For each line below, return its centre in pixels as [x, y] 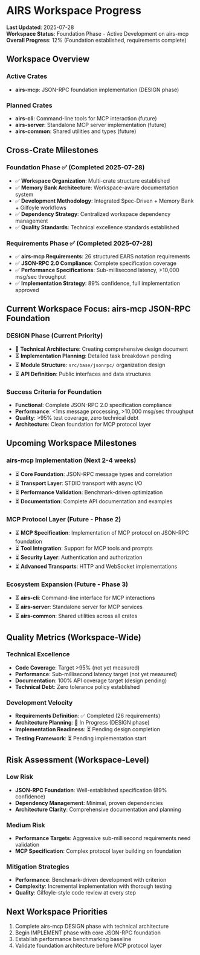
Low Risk [20, 777]
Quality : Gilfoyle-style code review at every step [76, 893]
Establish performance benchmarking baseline [73, 939]
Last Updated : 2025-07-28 [40, 27]
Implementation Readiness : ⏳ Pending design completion [87, 729]
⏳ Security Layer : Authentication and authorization [79, 557]
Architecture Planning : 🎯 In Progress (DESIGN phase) [82, 723]
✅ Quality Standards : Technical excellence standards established [97, 227]
